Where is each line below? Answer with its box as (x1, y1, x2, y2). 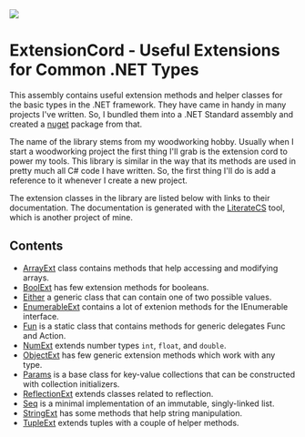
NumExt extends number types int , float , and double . (22, 340, 227, 351)
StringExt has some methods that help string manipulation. (22, 407, 243, 418)
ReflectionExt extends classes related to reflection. (22, 388, 214, 399)
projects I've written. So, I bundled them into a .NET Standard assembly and (9, 108, 294, 119)
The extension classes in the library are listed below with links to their (9, 192, 270, 203)
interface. (22, 310, 59, 321)
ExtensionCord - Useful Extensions (9, 40, 280, 61)
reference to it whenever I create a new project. (9, 175, 188, 186)
